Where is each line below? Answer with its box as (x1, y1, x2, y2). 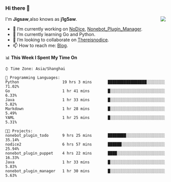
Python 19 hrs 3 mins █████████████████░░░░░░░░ (5, 80, 165, 85)
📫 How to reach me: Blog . (12, 43, 68, 49)
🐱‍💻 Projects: (5, 129, 33, 134)
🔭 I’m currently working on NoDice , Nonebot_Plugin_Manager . (12, 26, 142, 32)
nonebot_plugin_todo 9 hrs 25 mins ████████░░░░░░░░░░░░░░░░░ (5, 133, 165, 138)
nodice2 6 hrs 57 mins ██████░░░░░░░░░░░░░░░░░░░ (5, 142, 165, 147)
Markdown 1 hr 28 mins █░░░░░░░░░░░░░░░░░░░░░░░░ (5, 106, 165, 111)
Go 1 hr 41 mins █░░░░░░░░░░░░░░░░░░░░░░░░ (5, 88, 165, 94)
